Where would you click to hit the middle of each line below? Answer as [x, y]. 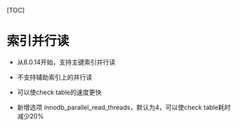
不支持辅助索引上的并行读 [55, 77]
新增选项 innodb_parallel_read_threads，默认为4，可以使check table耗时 [124, 107]
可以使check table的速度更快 [59, 92]
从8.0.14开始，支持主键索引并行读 [66, 62]
